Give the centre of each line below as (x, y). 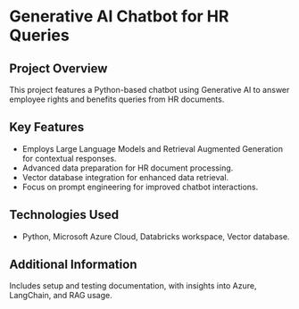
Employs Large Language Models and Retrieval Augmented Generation (153, 148)
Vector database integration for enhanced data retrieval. (125, 177)
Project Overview (58, 68)
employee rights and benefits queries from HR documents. (117, 99)
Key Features (47, 127)
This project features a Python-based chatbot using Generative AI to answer (149, 90)
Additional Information (73, 265)
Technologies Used (64, 215)
